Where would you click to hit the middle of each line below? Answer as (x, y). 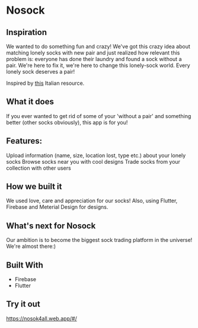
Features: (24, 141)
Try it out (23, 304)
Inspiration (27, 32)
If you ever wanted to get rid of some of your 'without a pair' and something (99, 116)
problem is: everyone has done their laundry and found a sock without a (94, 59)
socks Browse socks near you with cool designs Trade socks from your (93, 161)
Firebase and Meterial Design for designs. (57, 207)
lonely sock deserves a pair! (41, 71)
